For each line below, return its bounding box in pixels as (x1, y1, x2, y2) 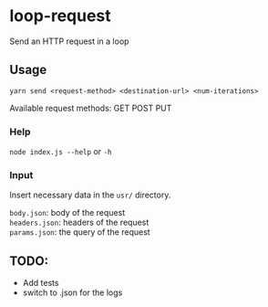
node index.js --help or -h (9, 146, 112, 157)
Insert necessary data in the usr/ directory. (9, 189, 171, 201)
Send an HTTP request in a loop (9, 36, 129, 47)
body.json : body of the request (9, 207, 126, 218)
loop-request (9, 5, 111, 26)
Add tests (22, 278, 59, 289)
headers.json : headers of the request (9, 217, 149, 228)
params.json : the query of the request (9, 227, 150, 238)
